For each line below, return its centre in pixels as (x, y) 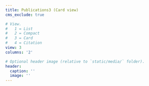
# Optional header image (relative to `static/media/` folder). (75, 62)
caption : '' (23, 71)
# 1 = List (19, 28)
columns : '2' (19, 52)
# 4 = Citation (24, 43)
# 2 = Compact (22, 34)
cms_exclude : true (25, 15)
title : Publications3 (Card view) (42, 10)
